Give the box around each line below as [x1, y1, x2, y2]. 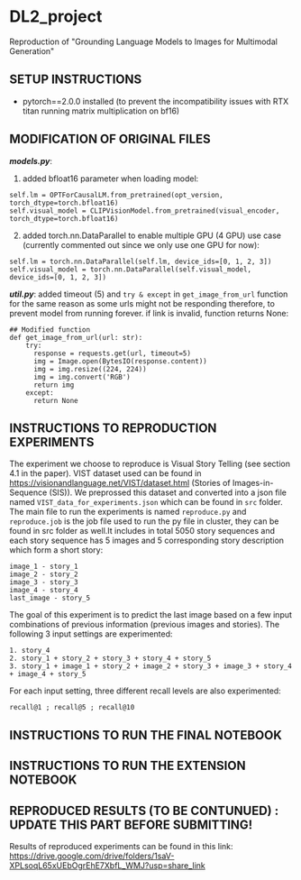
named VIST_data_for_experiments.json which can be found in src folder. [9, 497, 283, 508]
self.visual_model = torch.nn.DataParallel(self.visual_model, [9, 264, 252, 274]
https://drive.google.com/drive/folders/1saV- [9, 850, 175, 861]
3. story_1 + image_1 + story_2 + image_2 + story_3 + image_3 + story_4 [9, 662, 293, 671]
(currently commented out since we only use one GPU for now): [22, 239, 260, 250]
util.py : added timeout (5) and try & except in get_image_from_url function [9, 289, 288, 299]
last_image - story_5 [9, 593, 91, 603]
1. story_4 [9, 646, 50, 655]
